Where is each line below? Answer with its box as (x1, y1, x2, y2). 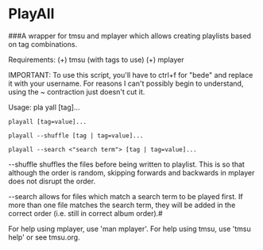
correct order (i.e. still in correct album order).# (8, 208, 163, 218)
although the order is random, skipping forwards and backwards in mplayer (8, 167, 255, 177)
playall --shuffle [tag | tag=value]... (8, 132, 145, 140)
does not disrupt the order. (8, 176, 96, 186)
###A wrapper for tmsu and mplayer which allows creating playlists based (8, 31, 252, 40)
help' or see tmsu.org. (8, 232, 81, 242)
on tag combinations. (8, 39, 78, 48)
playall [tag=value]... (8, 117, 87, 125)
